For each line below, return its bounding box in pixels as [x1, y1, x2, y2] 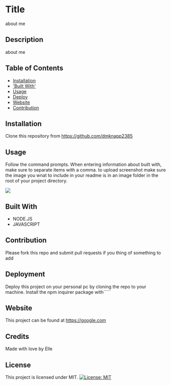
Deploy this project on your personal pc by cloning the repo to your [5, 283, 146, 290]
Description [5, 35, 43, 44]
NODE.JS [12, 216, 33, 222]
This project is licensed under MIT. [5, 374, 78, 380]
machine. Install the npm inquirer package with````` [5, 289, 111, 295]
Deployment [5, 270, 45, 279]
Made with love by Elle [5, 346, 53, 352]
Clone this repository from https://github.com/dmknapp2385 [5, 133, 133, 139]
